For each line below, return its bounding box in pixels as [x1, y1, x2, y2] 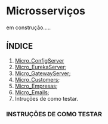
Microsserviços [6, 4, 85, 18]
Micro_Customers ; [14, 76, 60, 83]
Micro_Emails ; [14, 88, 50, 96]
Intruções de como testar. [14, 95, 79, 102]
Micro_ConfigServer [14, 57, 64, 64]
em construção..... [6, 24, 51, 31]
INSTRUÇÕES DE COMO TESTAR [6, 110, 103, 118]
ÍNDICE [6, 41, 33, 51]
